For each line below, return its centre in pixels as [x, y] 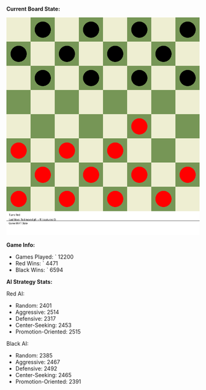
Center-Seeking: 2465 [43, 375]
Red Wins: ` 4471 [36, 263]
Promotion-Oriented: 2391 [48, 381]
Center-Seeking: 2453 [43, 325]
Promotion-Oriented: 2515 [48, 332]
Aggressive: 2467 [37, 362]
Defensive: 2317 [36, 318]
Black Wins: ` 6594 [39, 270]
